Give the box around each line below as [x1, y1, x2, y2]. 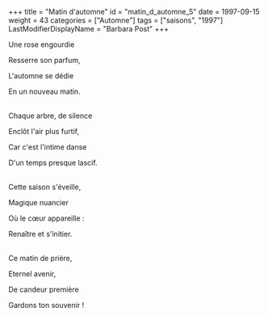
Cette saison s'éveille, [8, 182, 82, 192]
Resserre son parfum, [8, 56, 81, 65]
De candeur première [8, 284, 79, 294]
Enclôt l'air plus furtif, [8, 127, 79, 136]
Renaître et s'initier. [8, 230, 73, 238]
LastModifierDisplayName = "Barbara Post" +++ [8, 24, 170, 33]
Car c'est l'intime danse [8, 142, 87, 152]
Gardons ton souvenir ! [8, 301, 85, 310]
